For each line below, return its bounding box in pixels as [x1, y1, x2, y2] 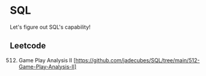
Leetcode [10, 41, 46, 51]
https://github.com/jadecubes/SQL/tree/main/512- [75, 56, 200, 63]
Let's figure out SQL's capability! [10, 23, 91, 31]
